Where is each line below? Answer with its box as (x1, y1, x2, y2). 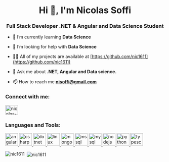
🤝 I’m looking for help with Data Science (12, 44, 97, 50)
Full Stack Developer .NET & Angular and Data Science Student (6, 23, 164, 30)
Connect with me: (5, 93, 50, 100)
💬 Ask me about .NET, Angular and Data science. (12, 69, 117, 75)
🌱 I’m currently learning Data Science (12, 34, 91, 40)
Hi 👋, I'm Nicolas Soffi (38, 5, 132, 16)
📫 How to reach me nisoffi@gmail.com (12, 79, 97, 85)
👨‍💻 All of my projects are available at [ (12, 53, 92, 60)
